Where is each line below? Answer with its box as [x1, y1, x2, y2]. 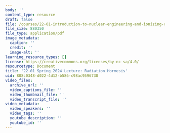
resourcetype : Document [5, 64, 56, 69]
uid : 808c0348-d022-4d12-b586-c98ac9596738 [5, 73, 99, 78]
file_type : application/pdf [5, 31, 65, 36]
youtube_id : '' [10, 120, 42, 125]
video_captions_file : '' [10, 87, 62, 93]
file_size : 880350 [5, 26, 44, 31]
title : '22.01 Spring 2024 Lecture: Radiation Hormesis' [5, 69, 128, 74]
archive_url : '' [10, 82, 44, 87]
